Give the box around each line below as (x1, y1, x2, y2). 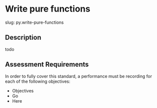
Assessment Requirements (5, 61, 89, 69)
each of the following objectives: (5, 78, 70, 84)
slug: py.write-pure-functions (5, 19, 64, 25)
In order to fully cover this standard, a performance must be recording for (5, 73, 152, 79)
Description (5, 33, 41, 42)
